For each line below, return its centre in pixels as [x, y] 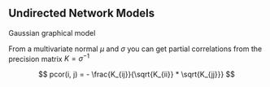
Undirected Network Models [82, 13]
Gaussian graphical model [52, 33]
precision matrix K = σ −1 [49, 58]
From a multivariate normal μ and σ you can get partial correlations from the [135, 49]
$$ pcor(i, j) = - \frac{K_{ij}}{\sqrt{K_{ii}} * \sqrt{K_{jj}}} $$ [137, 74]
